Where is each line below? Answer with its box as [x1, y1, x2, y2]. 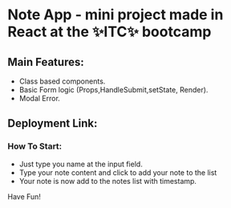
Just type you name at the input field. [18, 159, 144, 169]
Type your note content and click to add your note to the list [18, 167, 217, 177]
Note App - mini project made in [7, 6, 224, 24]
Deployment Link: [7, 116, 98, 130]
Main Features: [7, 55, 85, 69]
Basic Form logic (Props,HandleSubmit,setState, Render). [18, 85, 209, 94]
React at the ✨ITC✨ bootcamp [7, 22, 212, 41]
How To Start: [7, 141, 63, 152]
